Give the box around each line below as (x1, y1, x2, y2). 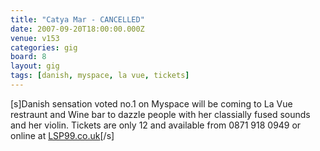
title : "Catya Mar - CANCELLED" (10, 14, 145, 25)
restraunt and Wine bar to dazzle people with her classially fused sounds (10, 108, 311, 120)
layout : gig (10, 61, 60, 71)
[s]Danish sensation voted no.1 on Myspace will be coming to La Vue (10, 97, 293, 110)
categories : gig (10, 42, 78, 53)
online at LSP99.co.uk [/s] (10, 129, 115, 141)
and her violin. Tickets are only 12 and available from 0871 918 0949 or (10, 119, 302, 131)
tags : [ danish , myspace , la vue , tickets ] (10, 71, 190, 81)
